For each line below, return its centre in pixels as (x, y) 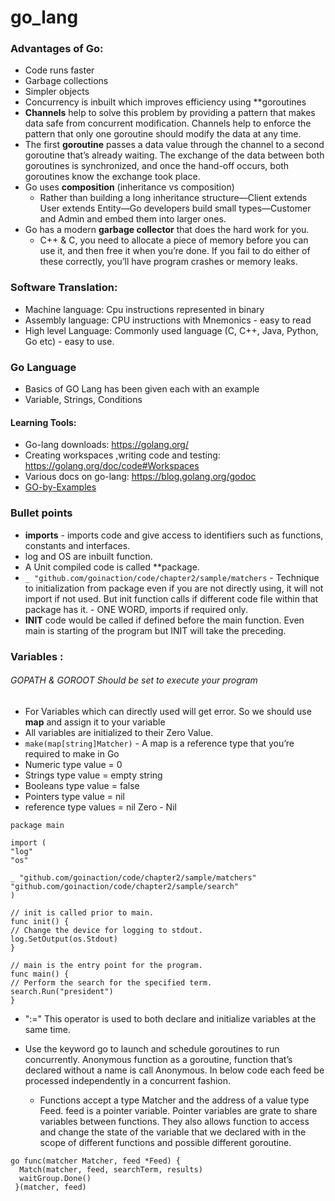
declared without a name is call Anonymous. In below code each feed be (174, 1070)
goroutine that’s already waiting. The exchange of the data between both (174, 155)
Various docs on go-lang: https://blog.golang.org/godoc (140, 477)
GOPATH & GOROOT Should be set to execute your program (134, 680)
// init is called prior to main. (82, 912)
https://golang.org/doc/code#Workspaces (112, 466)
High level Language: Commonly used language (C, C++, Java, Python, (171, 330)
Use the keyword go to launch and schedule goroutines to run (152, 1048)
